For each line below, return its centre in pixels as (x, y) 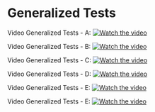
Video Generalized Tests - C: (50, 60)
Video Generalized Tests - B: (49, 46)
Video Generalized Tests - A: (49, 33)
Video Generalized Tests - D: (50, 74)
